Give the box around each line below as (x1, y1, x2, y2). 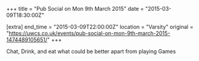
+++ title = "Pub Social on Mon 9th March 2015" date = (6, 5, 144, 12)
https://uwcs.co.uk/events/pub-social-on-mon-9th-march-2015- (8, 30, 170, 37)
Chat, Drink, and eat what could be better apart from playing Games (6, 48, 176, 55)
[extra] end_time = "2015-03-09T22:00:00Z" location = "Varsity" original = (6, 24, 194, 30)
